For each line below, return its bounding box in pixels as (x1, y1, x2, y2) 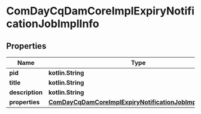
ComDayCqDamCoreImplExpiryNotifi (6, 4, 195, 18)
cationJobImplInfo (6, 17, 100, 31)
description (9, 88, 43, 97)
